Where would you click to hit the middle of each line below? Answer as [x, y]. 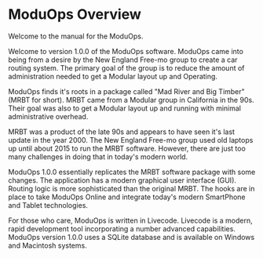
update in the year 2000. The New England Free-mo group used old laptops [131, 140]
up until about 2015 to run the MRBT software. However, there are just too [127, 148]
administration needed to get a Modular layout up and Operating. [113, 76]
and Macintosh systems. [48, 245]
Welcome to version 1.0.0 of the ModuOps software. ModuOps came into [126, 51]
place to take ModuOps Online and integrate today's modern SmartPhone [127, 197]
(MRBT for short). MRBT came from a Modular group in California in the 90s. [131, 100]
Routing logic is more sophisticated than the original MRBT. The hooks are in [131, 188]
